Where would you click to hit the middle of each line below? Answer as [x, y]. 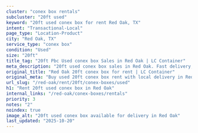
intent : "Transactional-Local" [44, 28]
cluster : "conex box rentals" [43, 11]
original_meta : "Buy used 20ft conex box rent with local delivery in [95, 77]
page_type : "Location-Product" [44, 34]
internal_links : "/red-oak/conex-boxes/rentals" [67, 94]
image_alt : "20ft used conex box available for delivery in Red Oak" [93, 115]
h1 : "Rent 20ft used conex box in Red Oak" [60, 88]
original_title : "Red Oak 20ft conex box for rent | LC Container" [91, 72]
